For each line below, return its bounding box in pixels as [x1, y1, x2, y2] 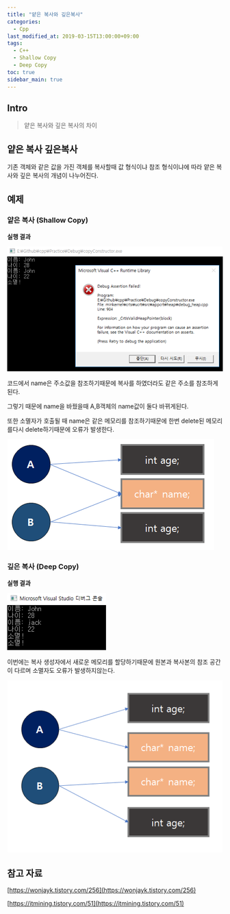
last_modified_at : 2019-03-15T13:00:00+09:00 [7, 33, 139, 40]
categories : [7, 18, 41, 25]
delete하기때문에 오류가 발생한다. [25, 425, 114, 433]
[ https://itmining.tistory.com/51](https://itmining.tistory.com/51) [7, 900, 185, 908]
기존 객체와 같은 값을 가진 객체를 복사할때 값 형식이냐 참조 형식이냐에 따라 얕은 [7, 163, 216, 171]
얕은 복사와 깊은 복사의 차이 [23, 121, 98, 129]
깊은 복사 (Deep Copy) [7, 562, 79, 571]
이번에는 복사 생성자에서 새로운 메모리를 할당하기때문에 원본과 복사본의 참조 [7, 658, 209, 666]
